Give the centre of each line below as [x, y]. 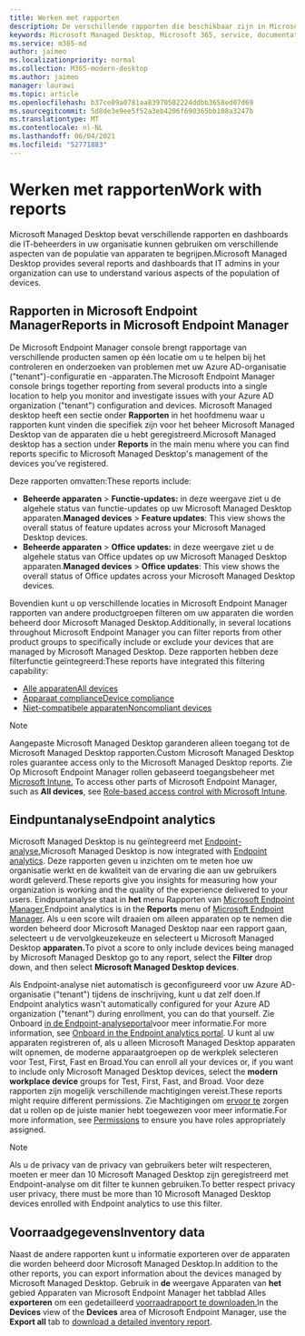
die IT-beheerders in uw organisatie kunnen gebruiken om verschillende [144, 244]
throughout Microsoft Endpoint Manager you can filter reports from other [146, 632]
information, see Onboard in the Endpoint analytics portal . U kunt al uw [142, 1033]
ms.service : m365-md [49, 43]
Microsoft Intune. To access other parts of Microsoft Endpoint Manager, [143, 781]
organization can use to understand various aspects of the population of [144, 273]
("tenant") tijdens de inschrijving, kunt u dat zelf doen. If [157, 994]
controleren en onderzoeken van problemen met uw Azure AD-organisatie [148, 367]
